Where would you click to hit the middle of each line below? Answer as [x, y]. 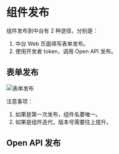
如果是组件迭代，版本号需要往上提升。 [63, 122]
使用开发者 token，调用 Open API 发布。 [66, 51]
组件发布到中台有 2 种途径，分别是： [52, 31]
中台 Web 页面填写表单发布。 [52, 43]
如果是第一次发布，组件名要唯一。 [58, 114]
